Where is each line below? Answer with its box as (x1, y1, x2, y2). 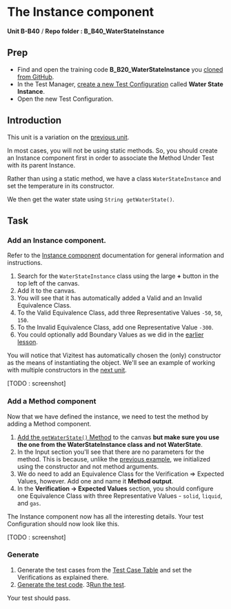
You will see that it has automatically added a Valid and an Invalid (17, 294, 202, 302)
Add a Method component (7, 397, 97, 406)
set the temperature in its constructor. (7, 181, 114, 190)
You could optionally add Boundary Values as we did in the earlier (17, 330, 204, 339)
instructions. (7, 259, 43, 267)
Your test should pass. (7, 594, 71, 602)
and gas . (17, 499, 41, 507)
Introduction (7, 114, 62, 126)
